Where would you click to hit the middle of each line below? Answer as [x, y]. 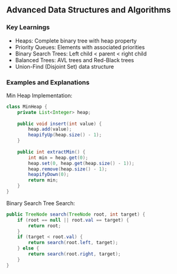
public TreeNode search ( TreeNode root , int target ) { [76, 214]
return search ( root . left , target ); [73, 243]
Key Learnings [28, 27]
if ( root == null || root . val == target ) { [73, 220]
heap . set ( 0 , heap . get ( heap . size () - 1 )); [82, 163]
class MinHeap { [27, 107]
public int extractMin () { [51, 152]
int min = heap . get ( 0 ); [58, 158]
